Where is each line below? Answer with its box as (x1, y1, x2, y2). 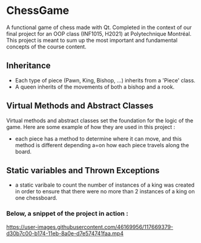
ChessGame (6, 4, 70, 18)
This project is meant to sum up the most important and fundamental (6, 36, 177, 44)
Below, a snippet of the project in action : (6, 210, 128, 218)
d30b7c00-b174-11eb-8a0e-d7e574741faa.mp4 (6, 230, 124, 237)
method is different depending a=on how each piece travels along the (15, 141, 189, 148)
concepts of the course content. (6, 43, 87, 50)
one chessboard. (15, 195, 58, 202)
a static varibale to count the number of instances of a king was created (15, 181, 195, 188)
